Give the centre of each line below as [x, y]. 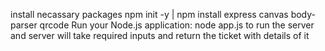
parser [24, 25]
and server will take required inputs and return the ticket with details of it [160, 35]
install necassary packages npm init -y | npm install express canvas [149, 14]
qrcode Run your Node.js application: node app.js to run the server [177, 25]
